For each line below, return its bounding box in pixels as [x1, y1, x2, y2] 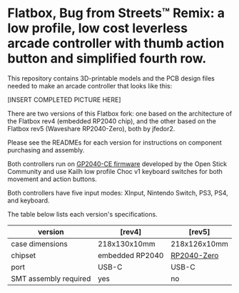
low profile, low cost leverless [7, 20, 188, 36]
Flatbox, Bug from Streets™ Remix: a [7, 5, 225, 21]
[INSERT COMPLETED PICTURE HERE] [7, 95, 121, 104]
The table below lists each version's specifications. [7, 210, 158, 218]
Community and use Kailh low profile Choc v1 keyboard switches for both [7, 167, 223, 175]
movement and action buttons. [7, 175, 98, 183]
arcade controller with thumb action [7, 36, 225, 51]
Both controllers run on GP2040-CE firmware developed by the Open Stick [7, 159, 227, 168]
